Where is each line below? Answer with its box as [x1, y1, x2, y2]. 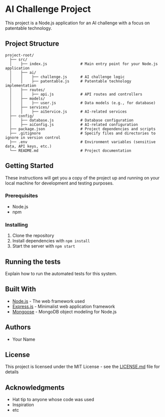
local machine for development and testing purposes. [5, 180, 114, 186]
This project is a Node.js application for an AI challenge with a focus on [5, 20, 150, 26]
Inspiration [12, 402, 34, 408]
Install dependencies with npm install [12, 238, 90, 244]
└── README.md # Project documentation [9, 148, 132, 153]
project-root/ [5, 53, 35, 58]
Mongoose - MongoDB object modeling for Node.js [12, 308, 117, 314]
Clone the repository [12, 233, 54, 238]
